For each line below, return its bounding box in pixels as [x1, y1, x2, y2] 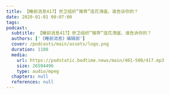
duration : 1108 [11, 47, 49, 53]
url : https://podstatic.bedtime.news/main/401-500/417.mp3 [16, 57, 165, 63]
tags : [6, 19, 19, 25]
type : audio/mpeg [16, 68, 59, 74]
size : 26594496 [16, 62, 54, 69]
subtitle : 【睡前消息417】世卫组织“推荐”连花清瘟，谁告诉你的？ [11, 30, 152, 36]
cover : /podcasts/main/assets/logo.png [11, 41, 109, 47]
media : [11, 52, 28, 58]
